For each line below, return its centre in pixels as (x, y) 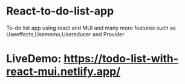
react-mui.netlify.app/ (63, 72)
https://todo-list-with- (121, 59)
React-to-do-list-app (60, 11)
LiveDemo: (34, 59)
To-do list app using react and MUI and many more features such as (91, 28)
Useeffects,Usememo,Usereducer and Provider (66, 34)
